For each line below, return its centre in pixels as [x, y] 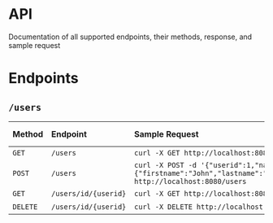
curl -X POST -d [165, 165]
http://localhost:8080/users [190, 181]
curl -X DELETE [163, 207]
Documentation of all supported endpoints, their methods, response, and [130, 37]
